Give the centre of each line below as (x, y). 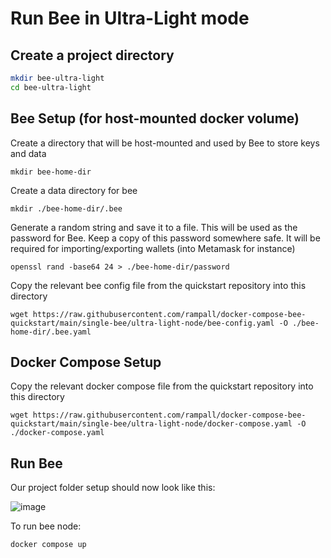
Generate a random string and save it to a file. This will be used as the (154, 227)
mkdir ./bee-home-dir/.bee (66, 208)
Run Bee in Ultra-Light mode (130, 18)
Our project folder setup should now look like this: (113, 488)
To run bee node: (46, 526)
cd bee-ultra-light (51, 87)
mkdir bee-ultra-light (57, 78)
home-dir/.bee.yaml (51, 332)
